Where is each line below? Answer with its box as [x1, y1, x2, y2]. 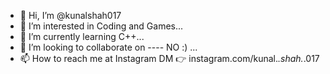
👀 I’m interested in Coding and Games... [19, 20, 184, 32]
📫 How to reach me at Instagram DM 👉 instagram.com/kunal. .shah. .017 [19, 53, 320, 64]
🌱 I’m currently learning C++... [19, 31, 145, 42]
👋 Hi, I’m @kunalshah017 [19, 10, 122, 21]
